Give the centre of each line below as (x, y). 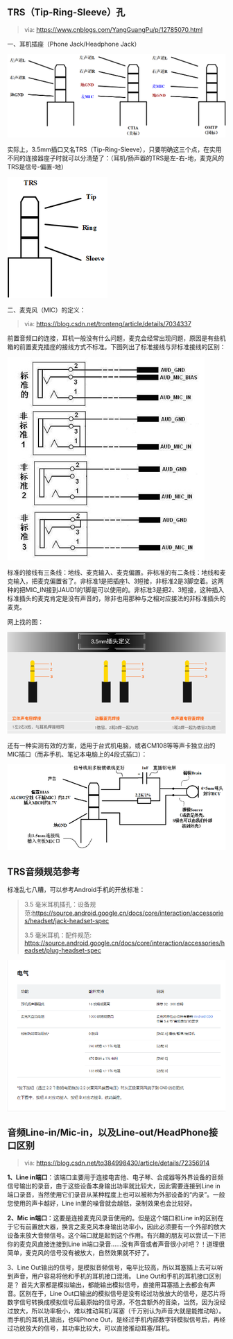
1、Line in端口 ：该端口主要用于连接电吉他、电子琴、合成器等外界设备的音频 (115, 1177)
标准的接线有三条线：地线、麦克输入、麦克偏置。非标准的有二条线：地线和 (113, 573)
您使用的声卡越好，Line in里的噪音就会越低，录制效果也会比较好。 (102, 1203)
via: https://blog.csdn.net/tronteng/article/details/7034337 (108, 324)
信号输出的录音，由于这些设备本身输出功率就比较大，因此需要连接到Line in (114, 1186)
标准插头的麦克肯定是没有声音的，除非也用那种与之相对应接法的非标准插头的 (116, 598)
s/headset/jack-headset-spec (67, 921)
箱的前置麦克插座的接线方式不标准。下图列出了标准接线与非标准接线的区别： (116, 347)
